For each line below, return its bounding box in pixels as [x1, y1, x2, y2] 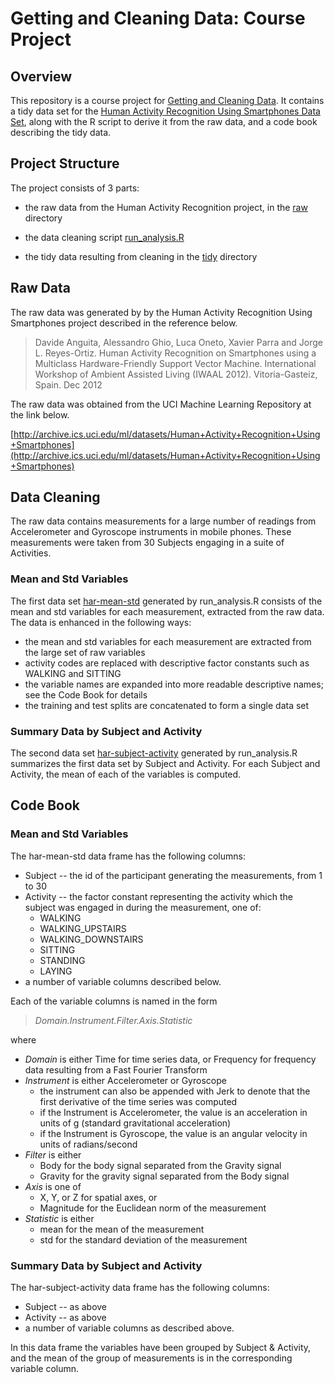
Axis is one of [24, 1180, 82, 1192]
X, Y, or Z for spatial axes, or [39, 1191, 158, 1203]
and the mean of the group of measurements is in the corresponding [10, 1352, 293, 1364]
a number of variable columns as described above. [24, 1322, 235, 1334]
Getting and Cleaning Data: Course [10, 7, 306, 30]
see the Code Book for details [24, 688, 148, 701]
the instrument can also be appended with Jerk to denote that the [39, 1085, 311, 1097]
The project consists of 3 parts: [10, 182, 140, 194]
